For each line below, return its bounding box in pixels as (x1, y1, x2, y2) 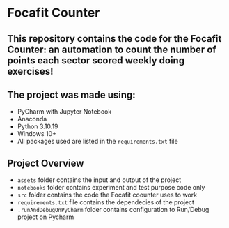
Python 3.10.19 (17, 122, 58, 130)
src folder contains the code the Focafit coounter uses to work (17, 190, 197, 199)
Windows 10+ (17, 130, 57, 138)
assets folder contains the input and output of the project (17, 176, 182, 184)
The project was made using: (7, 89, 136, 100)
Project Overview (7, 157, 84, 169)
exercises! (7, 65, 54, 77)
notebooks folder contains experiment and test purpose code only (17, 183, 205, 192)
